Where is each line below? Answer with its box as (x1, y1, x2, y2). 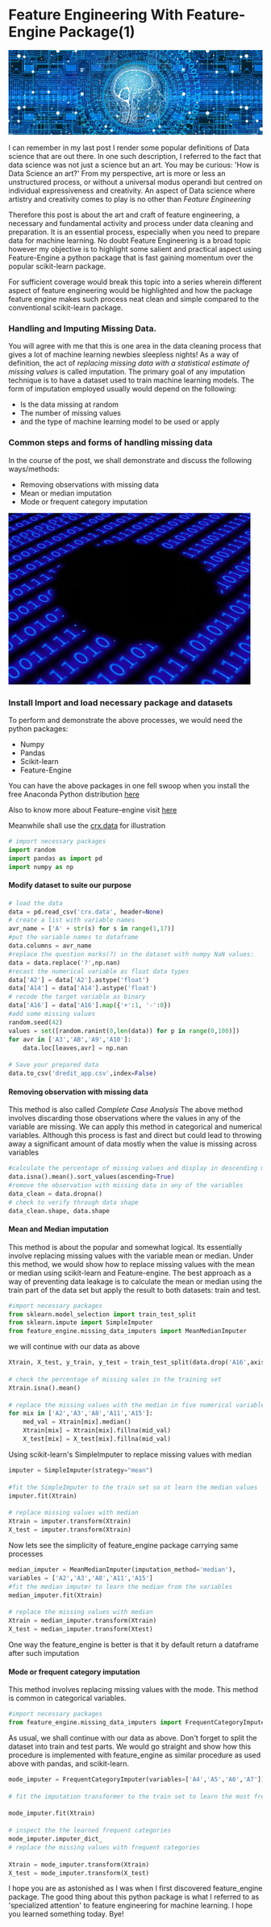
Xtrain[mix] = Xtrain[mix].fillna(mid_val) (23, 1427, 172, 1435)
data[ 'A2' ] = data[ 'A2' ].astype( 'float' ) (8, 976, 150, 984)
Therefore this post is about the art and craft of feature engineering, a (8, 210, 240, 219)
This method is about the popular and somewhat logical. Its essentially (8, 1242, 243, 1252)
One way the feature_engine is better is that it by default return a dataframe (8, 1640, 260, 1649)
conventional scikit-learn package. (8, 303, 123, 312)
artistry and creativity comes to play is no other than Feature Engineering (8, 194, 252, 204)
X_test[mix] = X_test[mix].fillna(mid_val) (23, 1435, 172, 1444)
